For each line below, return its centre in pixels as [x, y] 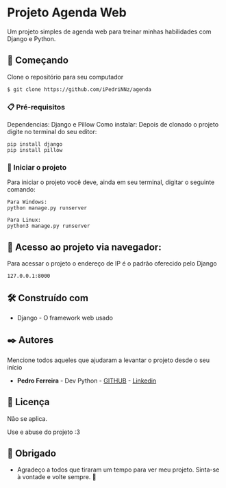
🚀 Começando [38, 61]
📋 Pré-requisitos [36, 107]
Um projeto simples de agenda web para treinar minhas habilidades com [109, 31]
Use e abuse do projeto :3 [44, 432]
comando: [21, 190]
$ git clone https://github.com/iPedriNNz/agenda [79, 89]
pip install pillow [35, 151]
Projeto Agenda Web [67, 13]
